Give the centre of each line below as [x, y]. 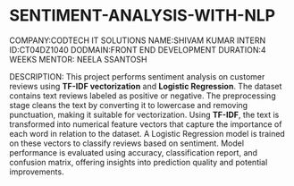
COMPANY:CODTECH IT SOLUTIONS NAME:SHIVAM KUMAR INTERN [138, 40]
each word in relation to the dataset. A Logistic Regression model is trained [147, 133]
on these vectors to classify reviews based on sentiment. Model [126, 143]
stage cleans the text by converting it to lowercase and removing [129, 105]
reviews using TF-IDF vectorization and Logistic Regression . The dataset [146, 86]
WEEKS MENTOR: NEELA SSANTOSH [78, 59]
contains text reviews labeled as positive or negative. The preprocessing [143, 96]
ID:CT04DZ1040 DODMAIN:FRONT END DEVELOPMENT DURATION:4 [138, 49]
